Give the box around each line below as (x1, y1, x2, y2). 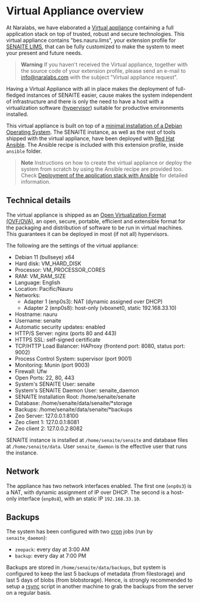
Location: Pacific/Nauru (14, 285, 73, 292)
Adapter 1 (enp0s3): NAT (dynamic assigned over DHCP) (23, 297, 163, 305)
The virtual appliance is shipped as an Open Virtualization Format (6, 211, 167, 219)
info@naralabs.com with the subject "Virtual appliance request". (20, 73, 178, 81)
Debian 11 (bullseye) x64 (14, 253, 75, 260)
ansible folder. (6, 148, 42, 155)
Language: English (14, 279, 61, 286)
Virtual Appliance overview (6, 4, 144, 18)
